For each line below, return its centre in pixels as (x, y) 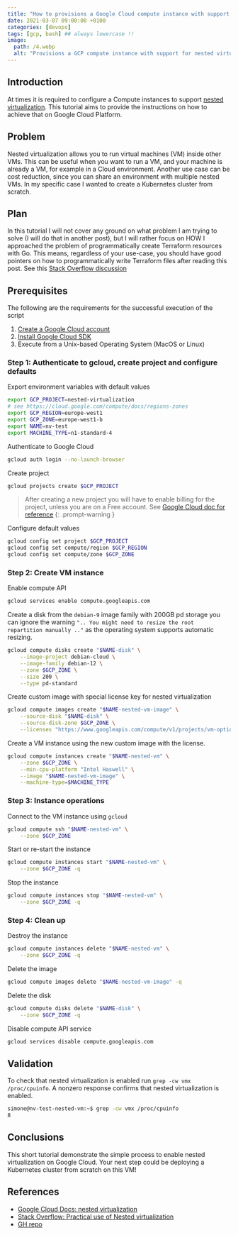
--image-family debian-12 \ (61, 663)
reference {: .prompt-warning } (70, 514)
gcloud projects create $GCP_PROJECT (63, 486)
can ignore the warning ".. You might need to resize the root (101, 622)
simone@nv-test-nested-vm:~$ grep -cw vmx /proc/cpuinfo (93, 1109)
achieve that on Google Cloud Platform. (65, 114)
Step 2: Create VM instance (56, 572)
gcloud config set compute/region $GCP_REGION (77, 548)
